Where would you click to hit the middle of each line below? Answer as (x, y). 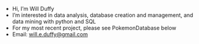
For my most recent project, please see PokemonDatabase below (94, 28)
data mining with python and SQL (54, 21)
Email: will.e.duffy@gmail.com (50, 34)
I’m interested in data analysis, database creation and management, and (103, 15)
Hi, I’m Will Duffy (33, 9)
